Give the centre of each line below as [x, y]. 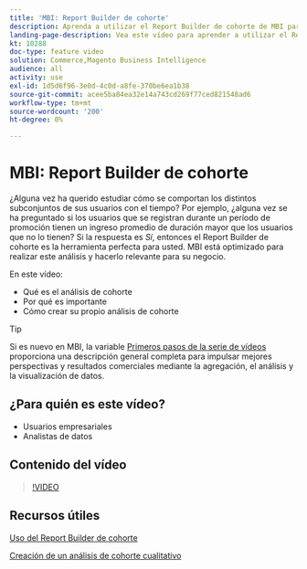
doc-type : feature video [57, 52]
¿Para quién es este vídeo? [88, 404]
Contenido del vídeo [68, 465]
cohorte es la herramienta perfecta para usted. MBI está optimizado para [147, 247]
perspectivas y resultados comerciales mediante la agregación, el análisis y [152, 366]
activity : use [37, 78]
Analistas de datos [58, 436]
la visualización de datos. [57, 376]
